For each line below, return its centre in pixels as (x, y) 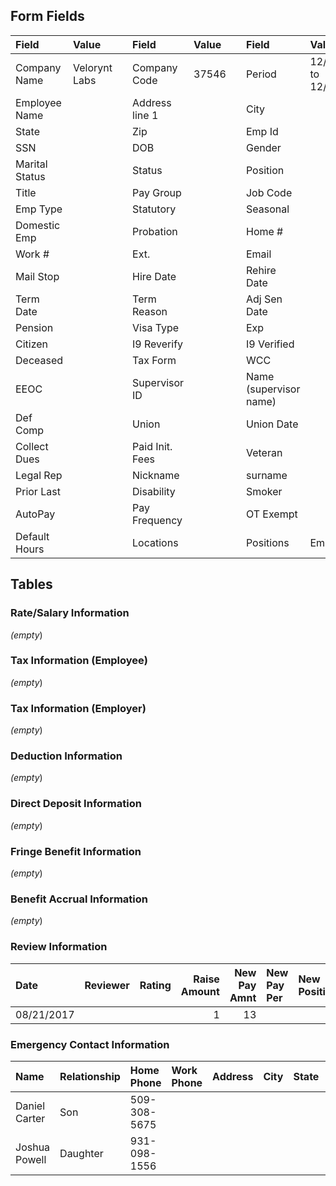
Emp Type (39, 209)
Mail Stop (37, 276)
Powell (31, 1159)
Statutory (154, 209)
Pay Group (157, 192)
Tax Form (154, 360)
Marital (31, 164)
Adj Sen (264, 299)
